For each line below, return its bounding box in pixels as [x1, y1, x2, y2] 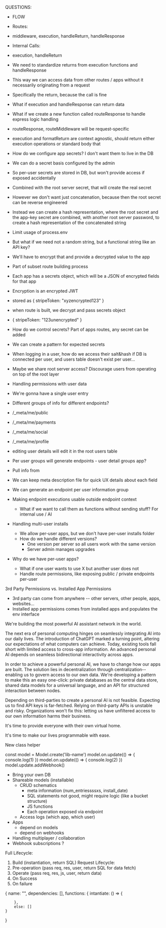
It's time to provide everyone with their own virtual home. [5, 723, 122, 728]
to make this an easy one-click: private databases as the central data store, [5, 677, 158, 683]
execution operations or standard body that [12, 141, 101, 147]
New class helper [5, 742, 41, 748]
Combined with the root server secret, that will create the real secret [12, 185, 152, 190]
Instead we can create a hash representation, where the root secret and [12, 209, 159, 215]
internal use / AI [19, 511, 52, 517]
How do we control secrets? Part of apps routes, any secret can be [12, 326, 149, 332]
